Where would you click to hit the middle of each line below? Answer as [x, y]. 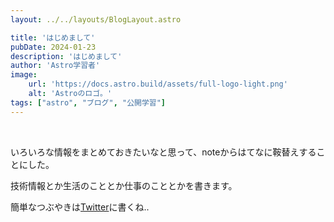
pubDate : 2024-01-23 [53, 47]
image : [24, 75]
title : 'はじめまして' [53, 37]
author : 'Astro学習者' [55, 66]
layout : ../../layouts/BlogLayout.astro [96, 19]
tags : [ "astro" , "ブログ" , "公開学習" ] [88, 102]
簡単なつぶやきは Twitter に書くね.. [80, 207]
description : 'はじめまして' [66, 56]
